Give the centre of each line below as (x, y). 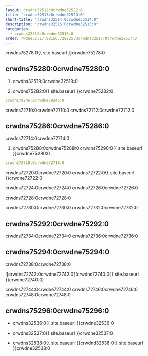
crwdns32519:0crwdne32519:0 (45, 81)
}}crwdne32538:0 (31, 348)
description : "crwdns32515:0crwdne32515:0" (52, 24)
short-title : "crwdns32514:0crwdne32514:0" (52, 19)
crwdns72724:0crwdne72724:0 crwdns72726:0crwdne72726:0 (72, 188)
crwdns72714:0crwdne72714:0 (38, 139)
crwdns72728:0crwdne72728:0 (38, 198)
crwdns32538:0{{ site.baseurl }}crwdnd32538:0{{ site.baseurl (78, 343)
